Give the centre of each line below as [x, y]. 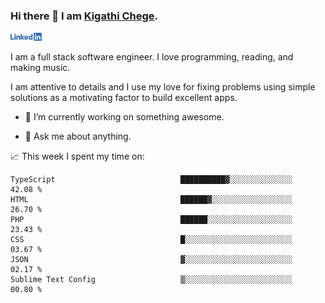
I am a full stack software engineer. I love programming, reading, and [152, 57]
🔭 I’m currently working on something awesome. [124, 117]
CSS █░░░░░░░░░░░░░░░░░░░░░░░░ [151, 240]
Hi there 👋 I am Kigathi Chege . [84, 16]
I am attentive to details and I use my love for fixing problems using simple [163, 87]
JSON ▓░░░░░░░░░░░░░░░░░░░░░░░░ [151, 260]
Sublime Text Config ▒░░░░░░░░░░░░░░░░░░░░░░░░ [151, 280]
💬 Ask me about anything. [78, 136]
